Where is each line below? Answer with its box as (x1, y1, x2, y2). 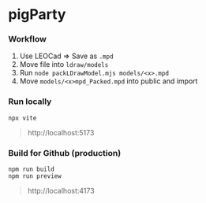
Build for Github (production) (8, 147, 122, 158)
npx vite (8, 114, 37, 122)
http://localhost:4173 (27, 186, 95, 196)
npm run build (8, 165, 55, 174)
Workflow (8, 34, 47, 45)
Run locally (8, 96, 52, 107)
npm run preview (8, 172, 62, 180)
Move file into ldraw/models (19, 60, 109, 69)
